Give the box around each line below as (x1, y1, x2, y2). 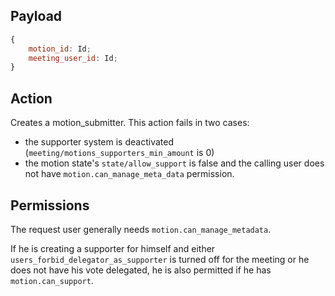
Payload (10, 8, 63, 25)
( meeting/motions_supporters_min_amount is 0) (24, 147, 215, 159)
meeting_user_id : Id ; (28, 53, 118, 63)
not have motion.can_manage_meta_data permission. (24, 168, 235, 180)
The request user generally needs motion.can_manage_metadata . (10, 223, 272, 235)
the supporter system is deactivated (24, 136, 174, 148)
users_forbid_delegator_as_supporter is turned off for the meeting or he (10, 253, 310, 265)
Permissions (10, 197, 90, 214)
